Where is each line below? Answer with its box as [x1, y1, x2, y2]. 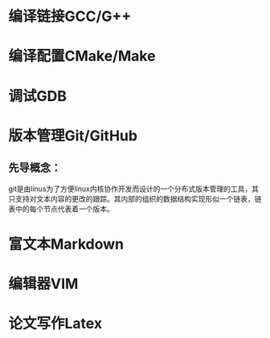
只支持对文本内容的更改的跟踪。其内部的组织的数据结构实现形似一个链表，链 [8, 193, 262, 203]
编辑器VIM [8, 275, 79, 293]
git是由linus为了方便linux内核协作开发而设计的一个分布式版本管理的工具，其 [8, 184, 260, 193]
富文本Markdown [8, 234, 125, 253]
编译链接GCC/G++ [8, 7, 132, 26]
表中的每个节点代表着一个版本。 [8, 204, 114, 214]
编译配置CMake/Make [8, 47, 156, 65]
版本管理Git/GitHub [8, 126, 138, 145]
